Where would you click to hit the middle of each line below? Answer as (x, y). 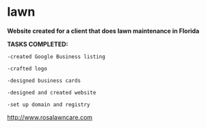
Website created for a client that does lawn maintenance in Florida (103, 31)
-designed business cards (44, 80)
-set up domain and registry (49, 104)
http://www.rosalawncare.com (50, 117)
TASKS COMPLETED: (38, 44)
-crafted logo (27, 68)
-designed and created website (52, 92)
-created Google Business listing (56, 56)
